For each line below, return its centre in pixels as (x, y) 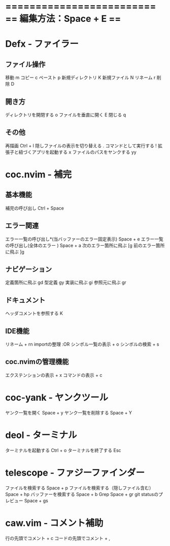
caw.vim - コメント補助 (54, 523)
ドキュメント (25, 300)
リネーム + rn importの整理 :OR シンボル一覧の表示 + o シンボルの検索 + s (82, 344)
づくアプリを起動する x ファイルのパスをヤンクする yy (80, 152)
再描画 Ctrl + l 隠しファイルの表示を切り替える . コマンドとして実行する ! (81, 145)
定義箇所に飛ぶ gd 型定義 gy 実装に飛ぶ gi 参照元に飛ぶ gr (66, 282)
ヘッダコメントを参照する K (34, 314)
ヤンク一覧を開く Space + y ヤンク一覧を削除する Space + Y (69, 412)
